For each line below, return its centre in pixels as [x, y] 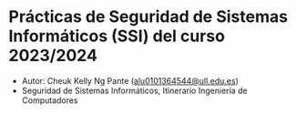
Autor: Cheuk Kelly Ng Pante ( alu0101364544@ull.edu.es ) [130, 80]
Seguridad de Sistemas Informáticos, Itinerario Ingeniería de [134, 90]
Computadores [50, 100]
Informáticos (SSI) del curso [117, 36]
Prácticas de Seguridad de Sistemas [148, 17]
